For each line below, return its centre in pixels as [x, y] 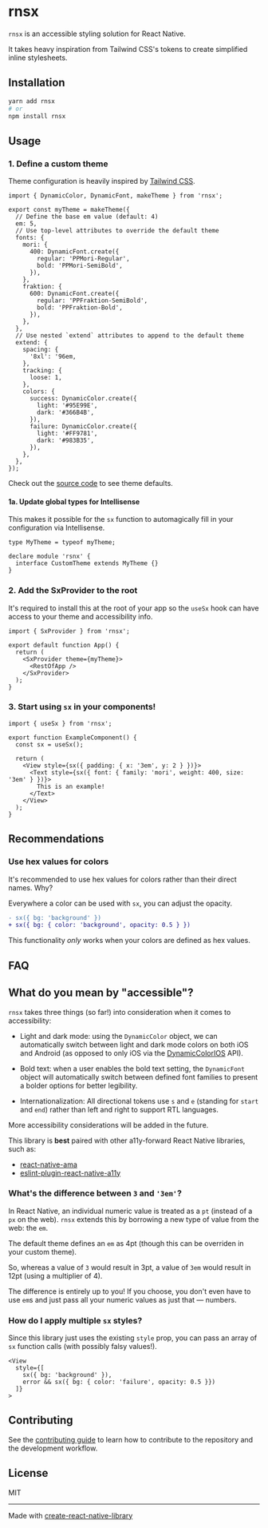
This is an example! [71, 786]
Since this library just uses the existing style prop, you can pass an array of [133, 1338]
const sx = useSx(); [49, 744]
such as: [22, 1148]
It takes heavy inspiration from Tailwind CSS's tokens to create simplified [128, 49]
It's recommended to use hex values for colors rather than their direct [122, 879]
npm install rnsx [37, 116]
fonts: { [30, 238]
